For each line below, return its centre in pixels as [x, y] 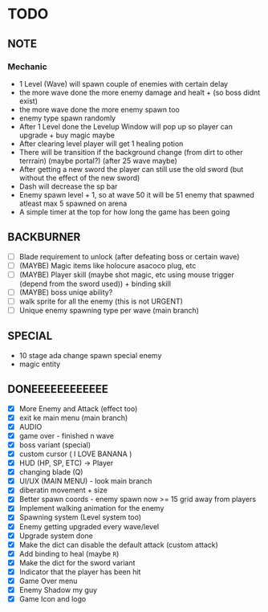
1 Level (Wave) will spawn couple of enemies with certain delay [124, 84]
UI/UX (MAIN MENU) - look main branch [85, 481]
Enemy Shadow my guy [58, 590]
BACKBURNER [44, 237]
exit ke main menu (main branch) [73, 418]
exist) [28, 100]
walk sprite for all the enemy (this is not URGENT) [101, 301]
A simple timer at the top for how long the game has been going [124, 212]
